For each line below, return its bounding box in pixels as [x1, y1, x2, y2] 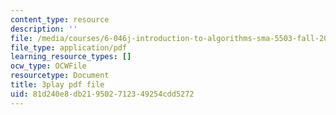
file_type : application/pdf [10, 42, 128, 53]
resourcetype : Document [10, 71, 110, 81]
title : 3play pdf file [10, 80, 105, 90]
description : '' [10, 24, 78, 34]
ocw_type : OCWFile [10, 61, 87, 71]
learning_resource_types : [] [10, 52, 132, 62]
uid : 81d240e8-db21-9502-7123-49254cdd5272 [10, 89, 195, 99]
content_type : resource [10, 14, 110, 25]
